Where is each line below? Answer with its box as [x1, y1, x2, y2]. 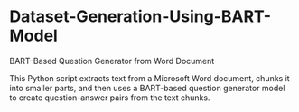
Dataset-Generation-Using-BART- [9, 6, 272, 27]
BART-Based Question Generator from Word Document [9, 55, 215, 66]
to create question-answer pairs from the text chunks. [9, 92, 210, 103]
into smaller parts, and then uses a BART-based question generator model [9, 82, 285, 93]
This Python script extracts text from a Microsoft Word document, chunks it [9, 72, 291, 83]
